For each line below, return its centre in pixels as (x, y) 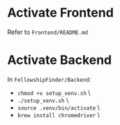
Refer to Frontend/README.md (48, 32)
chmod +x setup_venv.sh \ (54, 92)
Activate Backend (60, 60)
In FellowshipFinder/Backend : (49, 79)
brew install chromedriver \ (58, 115)
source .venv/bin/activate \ (58, 107)
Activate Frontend (60, 13)
